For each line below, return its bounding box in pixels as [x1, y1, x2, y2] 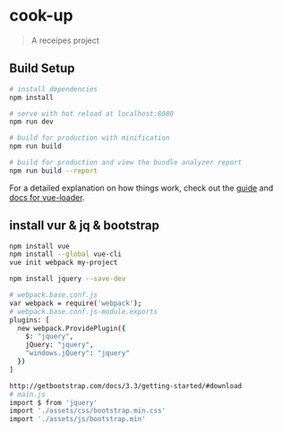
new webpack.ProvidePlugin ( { [17, 324, 126, 333]
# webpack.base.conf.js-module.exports [9, 307, 158, 316]
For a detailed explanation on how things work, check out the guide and [9, 182, 274, 193]
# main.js [9, 390, 47, 399]
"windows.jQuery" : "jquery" [25, 349, 130, 358]
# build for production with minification [9, 133, 170, 143]
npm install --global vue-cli [9, 250, 123, 259]
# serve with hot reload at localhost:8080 [9, 109, 175, 118]
